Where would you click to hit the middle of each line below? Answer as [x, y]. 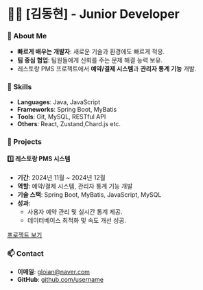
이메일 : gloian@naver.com [53, 272]
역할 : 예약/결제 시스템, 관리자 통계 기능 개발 [75, 186]
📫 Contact [25, 253]
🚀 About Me [27, 36]
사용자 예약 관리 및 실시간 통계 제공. [75, 212]
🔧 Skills [20, 87]
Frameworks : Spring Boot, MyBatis [67, 109]
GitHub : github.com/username [60, 280]
